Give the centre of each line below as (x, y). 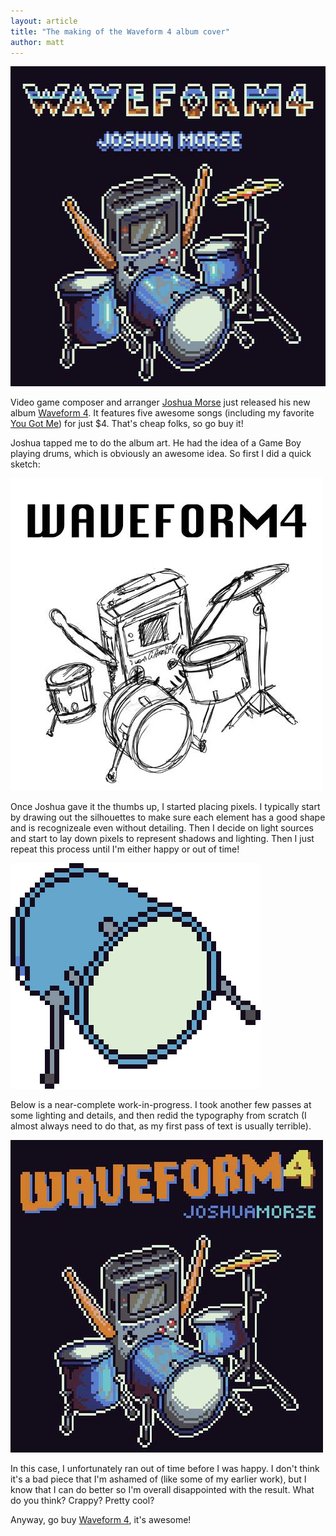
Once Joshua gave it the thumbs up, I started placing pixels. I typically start (165, 807)
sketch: (25, 464)
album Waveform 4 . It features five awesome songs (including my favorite (162, 413)
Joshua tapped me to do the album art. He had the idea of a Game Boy (156, 443)
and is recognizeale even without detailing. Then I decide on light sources (162, 828)
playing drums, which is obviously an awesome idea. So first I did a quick (161, 454)
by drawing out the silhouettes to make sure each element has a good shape (168, 817)
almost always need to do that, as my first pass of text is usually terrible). (161, 1126)
